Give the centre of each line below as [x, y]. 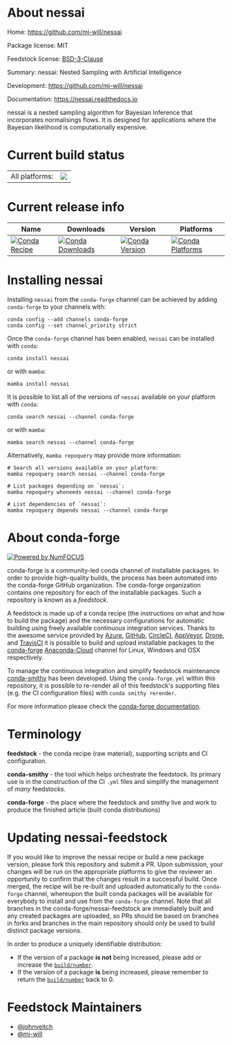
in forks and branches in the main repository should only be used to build [111, 923]
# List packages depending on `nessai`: [66, 486]
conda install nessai [38, 358]
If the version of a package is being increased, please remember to [113, 972]
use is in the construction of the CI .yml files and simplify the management [113, 781]
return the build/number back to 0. [66, 979]
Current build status [66, 155]
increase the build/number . [55, 965]
